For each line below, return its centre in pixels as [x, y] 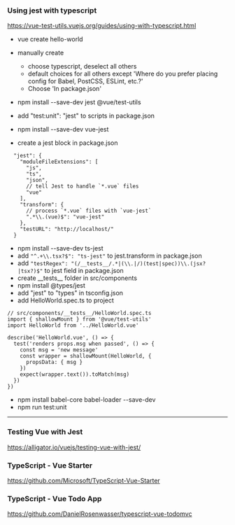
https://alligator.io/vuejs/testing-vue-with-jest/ [74, 447]
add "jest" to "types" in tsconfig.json [70, 293]
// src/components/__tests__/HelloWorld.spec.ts [79, 314]
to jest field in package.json [84, 271]
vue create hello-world [50, 39]
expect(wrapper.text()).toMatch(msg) [75, 374]
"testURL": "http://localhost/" [67, 230]
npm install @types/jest [51, 286]
